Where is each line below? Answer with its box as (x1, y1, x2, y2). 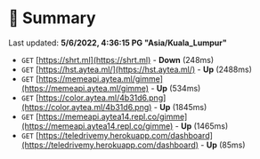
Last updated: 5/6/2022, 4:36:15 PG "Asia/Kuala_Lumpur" (8, 37, 228, 48)
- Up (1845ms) (153, 101, 207, 112)
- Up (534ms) (150, 83, 201, 93)
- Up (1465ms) (175, 120, 229, 131)
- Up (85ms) (200, 139, 246, 150)
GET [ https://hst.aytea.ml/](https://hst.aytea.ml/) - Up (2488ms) (20, 64, 253, 75)
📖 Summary (8, 8, 96, 28)
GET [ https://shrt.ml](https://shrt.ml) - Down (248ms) (20, 54, 215, 65)
